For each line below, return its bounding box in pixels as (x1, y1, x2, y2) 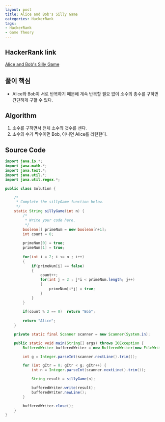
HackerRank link (5, 48, 56, 57)
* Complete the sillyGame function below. (16, 200, 105, 205)
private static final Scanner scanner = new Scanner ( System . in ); (14, 332, 151, 337)
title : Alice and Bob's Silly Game (5, 12, 78, 17)
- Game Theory (5, 30, 34, 35)
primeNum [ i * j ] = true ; (49, 286, 96, 291)
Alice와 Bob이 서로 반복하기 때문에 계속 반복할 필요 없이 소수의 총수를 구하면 (12, 90, 159, 96)
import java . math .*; (5, 163, 48, 169)
